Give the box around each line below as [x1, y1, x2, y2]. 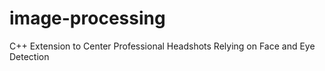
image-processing [9, 7, 166, 30]
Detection [9, 50, 50, 62]
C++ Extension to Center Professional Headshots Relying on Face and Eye [9, 40, 316, 52]
